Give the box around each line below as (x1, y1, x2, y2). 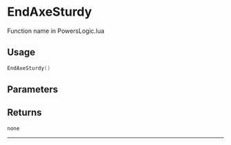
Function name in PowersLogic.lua (7, 27, 104, 35)
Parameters (7, 83, 58, 96)
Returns (7, 107, 43, 118)
